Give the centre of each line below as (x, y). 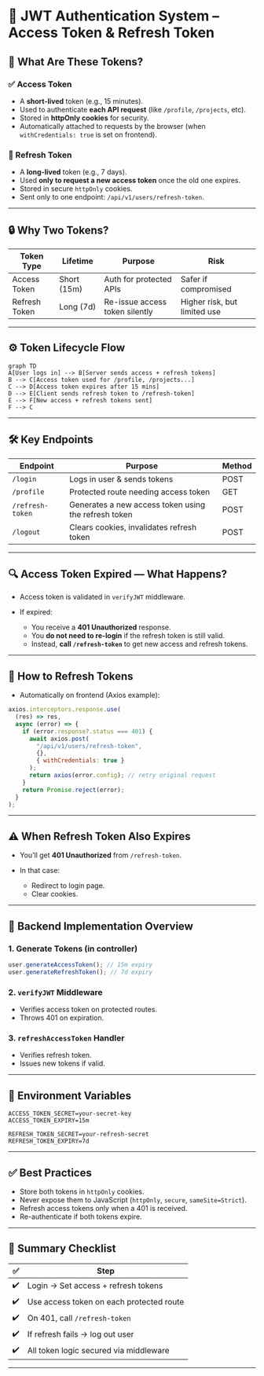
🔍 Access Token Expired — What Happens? (118, 574)
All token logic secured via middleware (99, 1351)
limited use (201, 311)
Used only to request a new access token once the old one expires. (130, 181)
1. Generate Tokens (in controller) (73, 949)
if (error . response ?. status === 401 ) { (88, 731)
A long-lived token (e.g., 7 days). (73, 172)
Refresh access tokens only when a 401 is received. (103, 1208)
